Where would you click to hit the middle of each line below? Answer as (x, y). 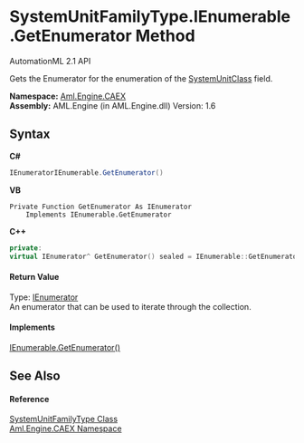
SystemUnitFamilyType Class (64, 419)
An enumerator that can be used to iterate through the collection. (130, 306)
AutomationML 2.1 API (50, 61)
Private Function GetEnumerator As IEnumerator (101, 207)
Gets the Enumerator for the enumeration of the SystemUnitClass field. (141, 78)
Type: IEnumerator (44, 297)
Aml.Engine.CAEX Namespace (66, 429)
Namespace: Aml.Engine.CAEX (68, 96)
